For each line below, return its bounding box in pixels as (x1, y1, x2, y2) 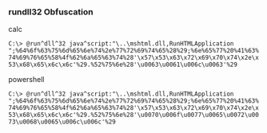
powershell (8, 75, 45, 84)
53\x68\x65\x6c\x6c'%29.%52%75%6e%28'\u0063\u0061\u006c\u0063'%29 (8, 61, 238, 69)
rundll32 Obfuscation (8, 6, 94, 18)
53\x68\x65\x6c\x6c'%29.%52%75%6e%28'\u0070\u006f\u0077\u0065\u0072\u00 (8, 111, 260, 119)
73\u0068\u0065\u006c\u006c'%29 (8, 118, 116, 126)
